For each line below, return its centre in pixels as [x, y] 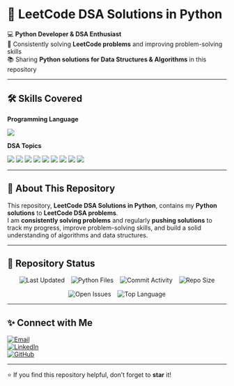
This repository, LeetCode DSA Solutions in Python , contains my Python [112, 205]
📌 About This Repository [61, 189]
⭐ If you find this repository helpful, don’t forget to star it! [89, 375]
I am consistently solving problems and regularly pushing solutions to [110, 220]
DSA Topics [24, 145]
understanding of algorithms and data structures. [78, 235]
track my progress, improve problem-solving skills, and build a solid [104, 228]
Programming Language [43, 119]
